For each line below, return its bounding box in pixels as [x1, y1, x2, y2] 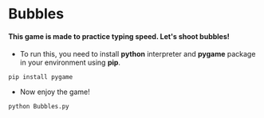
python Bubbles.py [8, 103, 69, 111]
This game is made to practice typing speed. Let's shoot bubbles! [8, 31, 230, 41]
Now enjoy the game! [19, 87, 90, 96]
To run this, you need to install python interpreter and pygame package [19, 49, 256, 59]
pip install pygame [8, 73, 73, 81]
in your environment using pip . [19, 57, 121, 68]
